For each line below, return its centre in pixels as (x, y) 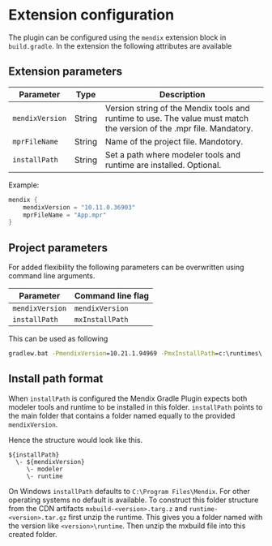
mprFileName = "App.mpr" (65, 215)
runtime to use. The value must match (177, 118)
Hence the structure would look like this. (76, 440)
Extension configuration (91, 15)
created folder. (33, 534)
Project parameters (58, 248)
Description (182, 94)
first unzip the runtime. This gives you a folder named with (166, 517)
